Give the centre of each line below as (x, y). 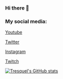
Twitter (12, 42)
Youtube (14, 32)
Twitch (12, 61)
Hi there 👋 (17, 8)
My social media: (26, 21)
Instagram (15, 51)
